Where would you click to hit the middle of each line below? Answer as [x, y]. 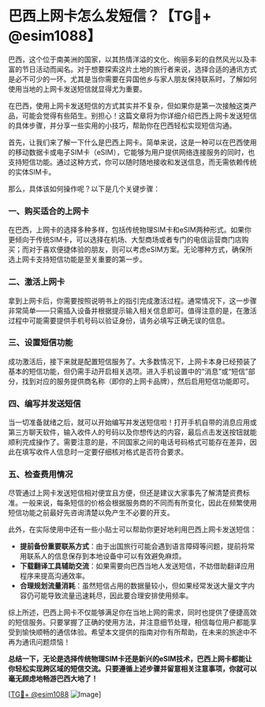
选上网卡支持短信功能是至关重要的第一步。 [77, 259]
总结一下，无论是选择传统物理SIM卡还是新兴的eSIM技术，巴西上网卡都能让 [130, 659]
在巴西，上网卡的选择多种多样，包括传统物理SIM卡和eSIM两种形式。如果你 [130, 230]
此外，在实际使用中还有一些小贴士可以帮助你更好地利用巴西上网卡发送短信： [132, 529]
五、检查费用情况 [41, 475]
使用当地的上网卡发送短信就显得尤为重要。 [77, 88]
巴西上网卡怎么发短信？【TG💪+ [110, 16]
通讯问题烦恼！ [46, 642]
